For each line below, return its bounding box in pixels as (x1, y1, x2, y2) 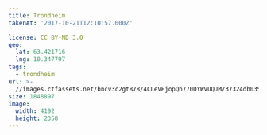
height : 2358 (15, 114, 59, 123)
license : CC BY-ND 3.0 (8, 33, 83, 41)
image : (8, 100, 30, 108)
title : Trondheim (8, 11, 66, 20)
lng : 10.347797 (15, 56, 66, 64)
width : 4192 (15, 107, 56, 115)
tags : (8, 63, 26, 71)
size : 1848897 (8, 92, 56, 100)
